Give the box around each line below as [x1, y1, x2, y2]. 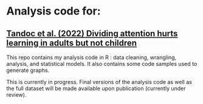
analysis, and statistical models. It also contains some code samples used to [6, 60, 198, 67]
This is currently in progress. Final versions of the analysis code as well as [6, 79, 193, 85]
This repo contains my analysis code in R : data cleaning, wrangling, [6, 54, 177, 61]
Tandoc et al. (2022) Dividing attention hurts [6, 28, 178, 39]
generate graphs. [6, 67, 50, 74]
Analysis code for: [6, 4, 101, 18]
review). [6, 91, 27, 98]
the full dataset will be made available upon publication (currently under [6, 85, 187, 92]
